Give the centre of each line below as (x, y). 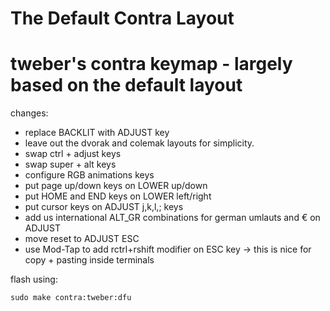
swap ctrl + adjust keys (73, 154)
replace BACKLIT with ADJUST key (97, 133)
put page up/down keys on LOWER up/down (116, 186)
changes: (29, 113)
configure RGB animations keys (89, 175)
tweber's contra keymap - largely (151, 64)
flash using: (34, 279)
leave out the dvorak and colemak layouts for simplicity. (139, 143)
